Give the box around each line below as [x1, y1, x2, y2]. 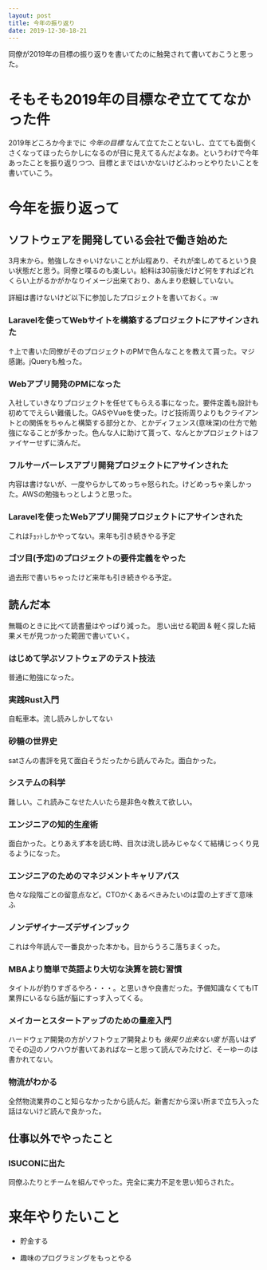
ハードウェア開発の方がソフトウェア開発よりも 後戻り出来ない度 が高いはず [8, 1035, 257, 1044]
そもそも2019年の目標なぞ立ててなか [8, 90, 251, 109]
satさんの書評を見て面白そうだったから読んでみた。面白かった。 [8, 755, 221, 765]
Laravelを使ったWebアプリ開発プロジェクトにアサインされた [8, 512, 243, 523]
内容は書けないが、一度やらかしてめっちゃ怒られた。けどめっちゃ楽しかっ [8, 480, 253, 489]
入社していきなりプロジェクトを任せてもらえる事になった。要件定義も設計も [8, 398, 259, 407]
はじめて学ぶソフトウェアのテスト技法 [8, 652, 155, 663]
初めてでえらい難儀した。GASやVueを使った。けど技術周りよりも [8, 408, 225, 417]
